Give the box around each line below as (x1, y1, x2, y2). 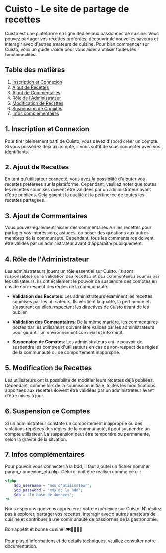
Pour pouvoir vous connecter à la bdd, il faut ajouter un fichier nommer (5, 463, 150, 469)
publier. (12, 309, 28, 315)
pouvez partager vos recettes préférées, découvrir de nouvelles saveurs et (5, 36, 158, 42)
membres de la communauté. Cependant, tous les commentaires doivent (5, 235, 154, 241)
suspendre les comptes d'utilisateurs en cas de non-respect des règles (12, 344, 158, 350)
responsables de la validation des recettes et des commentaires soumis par (5, 274, 160, 279)
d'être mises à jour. (5, 392, 45, 398)
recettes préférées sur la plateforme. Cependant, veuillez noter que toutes (5, 181, 157, 187)
